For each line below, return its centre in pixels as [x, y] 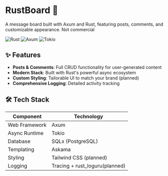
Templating [21, 149]
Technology [89, 116]
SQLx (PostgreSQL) [75, 141]
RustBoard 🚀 [32, 10]
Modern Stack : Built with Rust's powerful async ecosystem [74, 72]
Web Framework [27, 125]
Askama [61, 149]
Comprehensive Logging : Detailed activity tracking [66, 83]
